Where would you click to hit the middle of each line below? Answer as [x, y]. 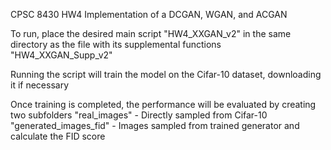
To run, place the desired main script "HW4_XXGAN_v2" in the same [151, 33]
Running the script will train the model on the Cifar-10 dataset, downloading [166, 74]
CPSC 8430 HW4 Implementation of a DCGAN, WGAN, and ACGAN [149, 14]
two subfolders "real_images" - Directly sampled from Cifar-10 [139, 115]
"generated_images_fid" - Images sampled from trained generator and [155, 125]
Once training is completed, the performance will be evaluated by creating [163, 104]
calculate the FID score [58, 136]
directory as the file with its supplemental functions [116, 44]
